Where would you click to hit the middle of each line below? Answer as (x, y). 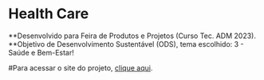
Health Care (49, 14)
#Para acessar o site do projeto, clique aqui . (81, 67)
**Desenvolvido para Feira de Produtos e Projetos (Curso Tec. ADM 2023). (132, 36)
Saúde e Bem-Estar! (41, 52)
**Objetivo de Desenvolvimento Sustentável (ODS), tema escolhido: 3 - (126, 44)
